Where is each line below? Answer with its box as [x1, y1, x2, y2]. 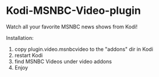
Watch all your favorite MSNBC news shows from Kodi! [6, 23, 138, 30]
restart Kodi [14, 52, 43, 58]
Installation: [6, 34, 34, 41]
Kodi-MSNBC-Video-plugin [6, 4, 141, 17]
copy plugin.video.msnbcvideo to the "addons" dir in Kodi [14, 45, 153, 53]
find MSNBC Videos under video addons [14, 58, 112, 65]
